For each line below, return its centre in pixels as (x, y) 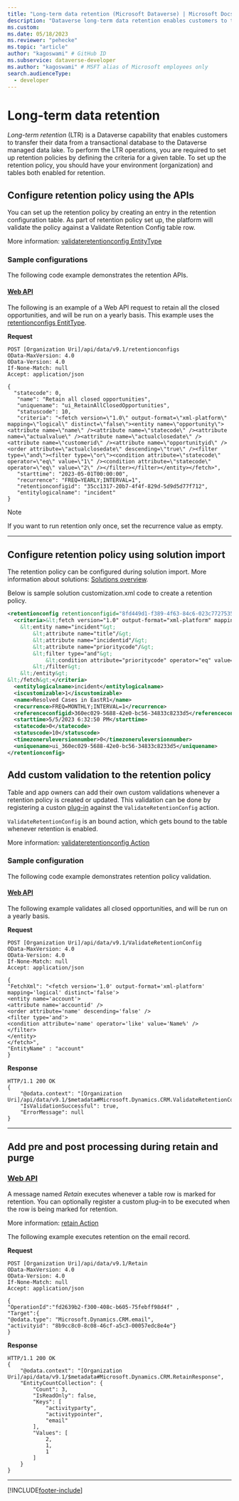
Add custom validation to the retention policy (109, 775)
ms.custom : (23, 27)
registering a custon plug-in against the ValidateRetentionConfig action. (113, 807)
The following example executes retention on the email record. (99, 1236)
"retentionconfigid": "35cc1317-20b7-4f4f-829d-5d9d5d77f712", (112, 486)
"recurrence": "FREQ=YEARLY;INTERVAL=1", (79, 480)
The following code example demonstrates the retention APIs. (98, 275)
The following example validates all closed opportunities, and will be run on (117, 908)
